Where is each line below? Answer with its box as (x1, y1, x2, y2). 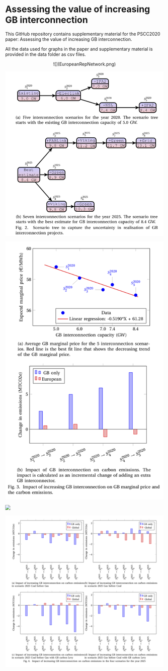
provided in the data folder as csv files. (5, 51, 87, 57)
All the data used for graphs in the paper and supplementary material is (5, 46, 153, 52)
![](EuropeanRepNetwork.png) (53, 61, 116, 67)
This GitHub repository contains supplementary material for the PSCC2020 (5, 31, 160, 37)
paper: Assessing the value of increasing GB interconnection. (5, 36, 132, 42)
